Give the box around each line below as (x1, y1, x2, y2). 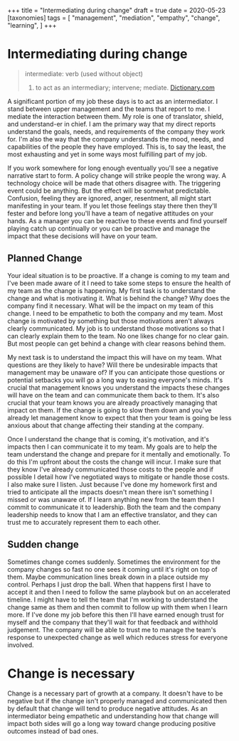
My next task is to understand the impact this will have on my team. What (7, 353, 222, 361)
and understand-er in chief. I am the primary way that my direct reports (7, 119, 216, 128)
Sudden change (7, 538, 80, 550)
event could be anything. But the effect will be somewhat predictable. (7, 186, 211, 195)
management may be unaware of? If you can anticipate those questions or (7, 368, 225, 376)
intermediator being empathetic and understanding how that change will (7, 711, 219, 720)
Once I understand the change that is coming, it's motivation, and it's (7, 435, 210, 443)
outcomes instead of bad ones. (7, 727, 99, 735)
